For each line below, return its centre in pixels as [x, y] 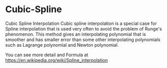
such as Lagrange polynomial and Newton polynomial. [62, 45]
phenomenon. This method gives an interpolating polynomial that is [76, 34]
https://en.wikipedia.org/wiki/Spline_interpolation [57, 60]
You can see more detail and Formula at [47, 55]
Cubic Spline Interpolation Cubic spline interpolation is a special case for [81, 23]
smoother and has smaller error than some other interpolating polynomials [83, 40]
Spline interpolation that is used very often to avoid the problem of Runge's [84, 28]
